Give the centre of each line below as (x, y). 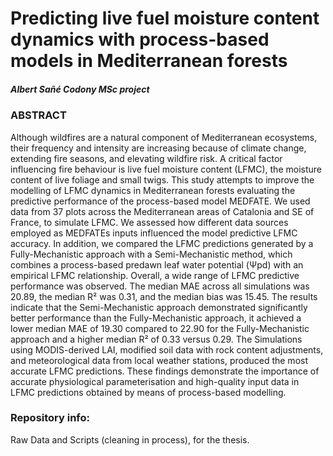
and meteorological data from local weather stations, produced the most (159, 360)
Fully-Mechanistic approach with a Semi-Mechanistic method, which (151, 254)
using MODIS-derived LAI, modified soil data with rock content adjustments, (167, 349)
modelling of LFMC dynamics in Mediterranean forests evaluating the (153, 190)
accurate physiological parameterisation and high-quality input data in (155, 381)
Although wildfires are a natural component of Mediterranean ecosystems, (164, 137)
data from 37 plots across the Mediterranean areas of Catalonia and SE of (162, 211)
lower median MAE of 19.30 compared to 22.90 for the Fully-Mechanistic (160, 328)
